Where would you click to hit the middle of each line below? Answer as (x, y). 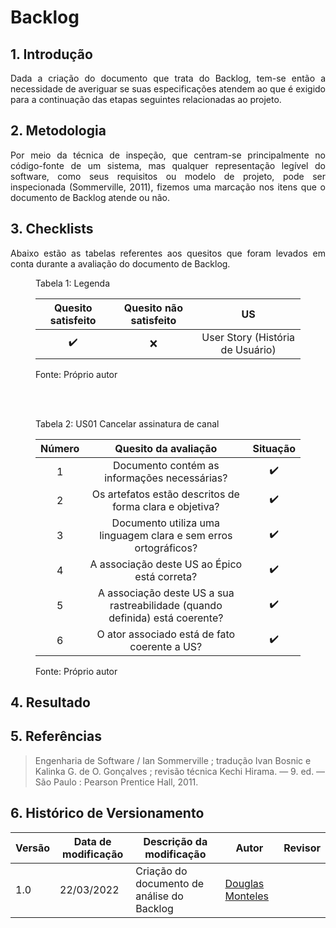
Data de (92, 841)
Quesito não (153, 308)
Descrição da (175, 841)
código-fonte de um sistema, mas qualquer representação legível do (168, 165)
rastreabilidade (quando (166, 605)
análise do (159, 896)
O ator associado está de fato (166, 634)
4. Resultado (50, 702)
